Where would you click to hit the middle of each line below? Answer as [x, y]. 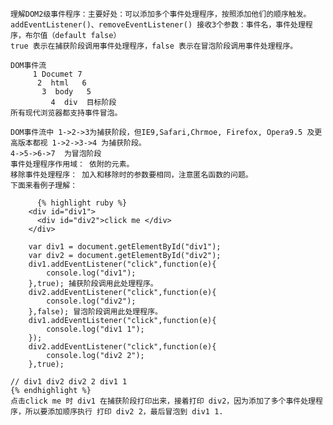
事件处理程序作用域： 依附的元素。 [72, 164]
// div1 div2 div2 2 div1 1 [69, 382]
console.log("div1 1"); [95, 329]
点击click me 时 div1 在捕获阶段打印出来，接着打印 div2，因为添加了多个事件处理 [163, 401]
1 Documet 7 [57, 74]
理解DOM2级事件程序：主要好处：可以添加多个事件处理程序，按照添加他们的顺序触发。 [161, 14]
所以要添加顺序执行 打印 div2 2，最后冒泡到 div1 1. [124, 412]
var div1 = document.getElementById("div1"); [125, 247]
